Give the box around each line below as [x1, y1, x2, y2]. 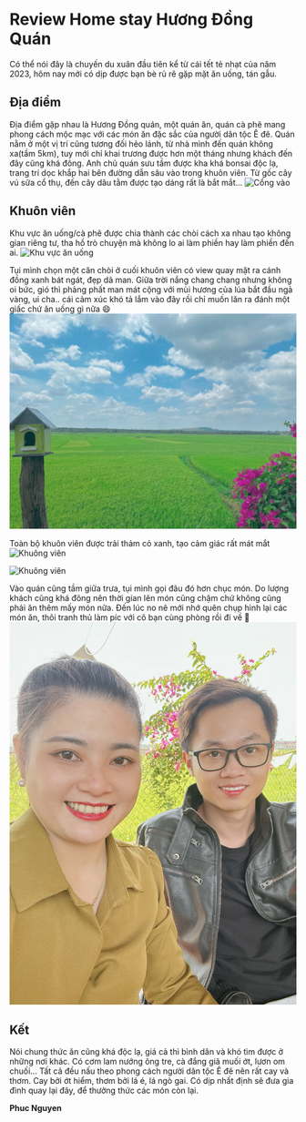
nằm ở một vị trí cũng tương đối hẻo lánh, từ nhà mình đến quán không [9, 138, 273, 149]
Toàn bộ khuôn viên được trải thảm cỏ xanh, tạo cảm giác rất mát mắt [9, 537, 270, 548]
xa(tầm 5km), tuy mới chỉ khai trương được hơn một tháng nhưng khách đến [9, 148, 293, 158]
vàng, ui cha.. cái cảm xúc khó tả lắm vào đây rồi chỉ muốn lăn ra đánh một [9, 293, 291, 304]
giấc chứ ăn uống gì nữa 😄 [9, 303, 111, 314]
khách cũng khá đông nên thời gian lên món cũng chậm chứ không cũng [9, 592, 282, 603]
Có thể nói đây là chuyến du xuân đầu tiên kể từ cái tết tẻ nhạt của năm [9, 58, 277, 69]
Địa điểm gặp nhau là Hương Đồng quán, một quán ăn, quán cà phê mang [9, 118, 286, 129]
